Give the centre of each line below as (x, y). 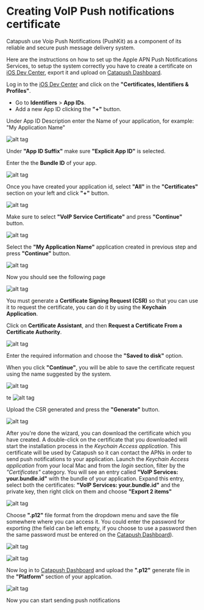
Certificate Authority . (34, 332)
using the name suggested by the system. (59, 374)
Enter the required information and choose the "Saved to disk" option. (95, 355)
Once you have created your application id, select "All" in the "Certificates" (102, 186)
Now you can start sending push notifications (63, 600)
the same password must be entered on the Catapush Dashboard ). (90, 534)
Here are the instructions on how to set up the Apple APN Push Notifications (102, 59)
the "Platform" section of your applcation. (59, 576)
